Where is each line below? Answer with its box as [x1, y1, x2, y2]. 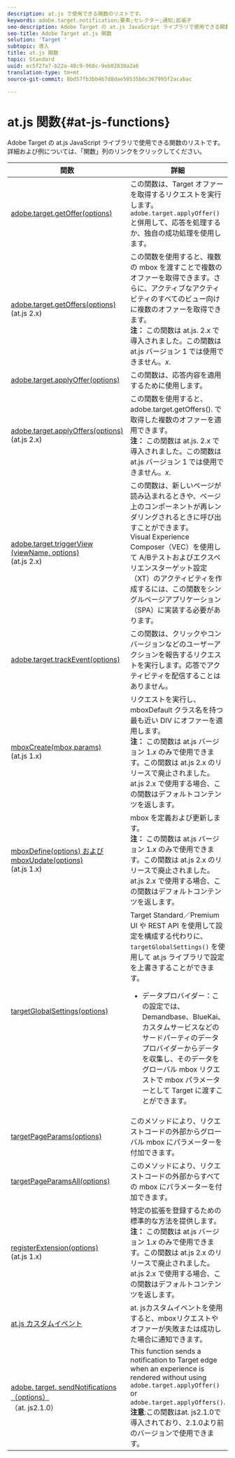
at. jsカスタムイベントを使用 [130, 1303, 223, 1313]
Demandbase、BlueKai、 [142, 1012, 225, 1022]
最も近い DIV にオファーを [130, 716, 216, 726]
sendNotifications [58, 1382, 117, 1392]
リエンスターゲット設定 [130, 563, 208, 573]
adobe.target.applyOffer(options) [10, 375, 120, 385]
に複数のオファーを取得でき [130, 304, 222, 314]
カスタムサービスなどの [142, 1022, 220, 1032]
